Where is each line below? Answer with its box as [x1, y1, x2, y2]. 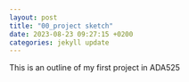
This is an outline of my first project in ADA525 [9, 62, 181, 73]
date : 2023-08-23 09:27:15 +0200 [9, 29, 134, 38]
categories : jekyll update [9, 37, 110, 47]
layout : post [9, 12, 58, 22]
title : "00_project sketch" [9, 21, 114, 30]
